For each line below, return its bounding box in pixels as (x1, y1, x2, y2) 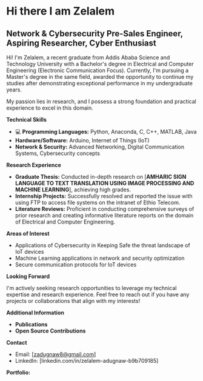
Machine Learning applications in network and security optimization (15, 254, 185, 262)
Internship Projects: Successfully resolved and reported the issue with (15, 193, 193, 199)
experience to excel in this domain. (6, 104, 93, 111)
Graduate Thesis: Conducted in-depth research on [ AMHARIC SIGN (15, 173, 187, 180)
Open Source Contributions (15, 327, 86, 334)
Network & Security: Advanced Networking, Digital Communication (15, 144, 185, 150)
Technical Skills (6, 116, 47, 123)
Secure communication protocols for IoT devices (15, 261, 137, 268)
